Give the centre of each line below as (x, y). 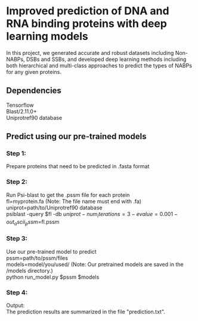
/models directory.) (30, 270)
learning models (47, 36)
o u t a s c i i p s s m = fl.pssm (33, 222)
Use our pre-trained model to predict (51, 251)
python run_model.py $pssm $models (53, 277)
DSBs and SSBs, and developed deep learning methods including (106, 59)
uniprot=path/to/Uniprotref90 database (54, 208)
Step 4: (17, 292)
